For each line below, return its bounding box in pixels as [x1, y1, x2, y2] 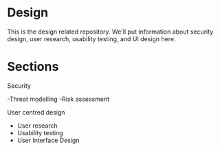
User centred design [7, 108, 65, 116]
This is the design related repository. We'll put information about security [7, 27, 214, 36]
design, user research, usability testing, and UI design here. [7, 34, 176, 43]
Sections [7, 59, 59, 75]
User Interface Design [16, 136, 80, 144]
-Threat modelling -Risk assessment [7, 95, 110, 103]
